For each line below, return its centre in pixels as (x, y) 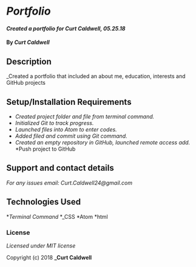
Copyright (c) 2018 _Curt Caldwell (49, 257)
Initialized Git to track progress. (54, 123)
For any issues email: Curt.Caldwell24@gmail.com (69, 183)
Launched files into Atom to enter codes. (66, 130)
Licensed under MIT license (41, 246)
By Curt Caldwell (28, 42)
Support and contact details (60, 168)
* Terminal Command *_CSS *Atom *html (57, 216)
